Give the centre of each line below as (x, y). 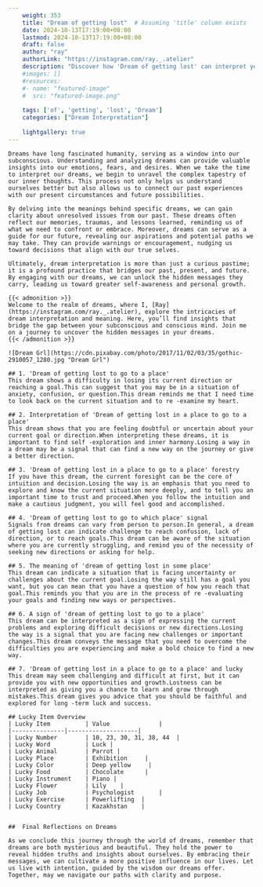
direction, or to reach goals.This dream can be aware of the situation (129, 538)
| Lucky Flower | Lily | (66, 786)
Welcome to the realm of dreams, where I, (78, 305)
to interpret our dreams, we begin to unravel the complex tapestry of (127, 174)
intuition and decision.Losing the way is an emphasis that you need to (129, 484)
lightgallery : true (54, 132)
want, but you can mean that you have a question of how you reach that (129, 586)
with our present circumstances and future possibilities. (106, 195)
